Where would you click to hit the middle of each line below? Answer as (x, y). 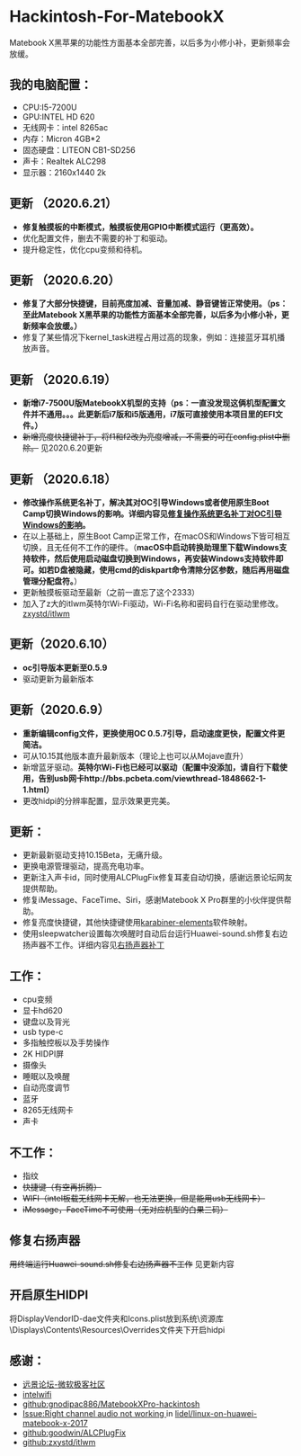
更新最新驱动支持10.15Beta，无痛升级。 (95, 855)
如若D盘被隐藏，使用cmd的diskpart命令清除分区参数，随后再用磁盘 (164, 570)
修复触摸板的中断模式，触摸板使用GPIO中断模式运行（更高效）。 (140, 227)
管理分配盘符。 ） (52, 581)
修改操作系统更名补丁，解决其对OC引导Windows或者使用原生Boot (146, 502)
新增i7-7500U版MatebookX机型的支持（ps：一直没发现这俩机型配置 (150, 403)
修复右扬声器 (45, 1241)
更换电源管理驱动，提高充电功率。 (85, 866)
